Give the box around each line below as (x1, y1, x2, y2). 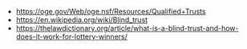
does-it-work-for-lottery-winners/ (15, 32, 128, 41)
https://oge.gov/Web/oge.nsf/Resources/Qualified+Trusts (15, 7, 206, 16)
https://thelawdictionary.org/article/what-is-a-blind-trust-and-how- (15, 24, 239, 32)
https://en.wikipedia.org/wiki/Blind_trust (15, 15, 148, 24)
